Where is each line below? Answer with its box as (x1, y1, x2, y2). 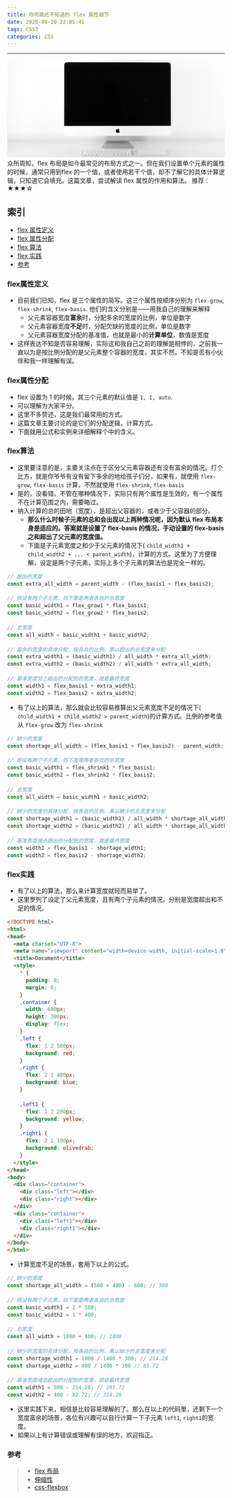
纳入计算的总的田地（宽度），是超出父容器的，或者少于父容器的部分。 (17, 506, 214, 515)
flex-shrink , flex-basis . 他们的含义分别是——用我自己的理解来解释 (17, 305, 211, 313)
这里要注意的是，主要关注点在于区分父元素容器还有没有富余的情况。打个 (17, 463, 223, 472)
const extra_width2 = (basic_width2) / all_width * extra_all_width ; (7, 660, 212, 667)
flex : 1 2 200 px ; (25, 1108, 76, 1115)
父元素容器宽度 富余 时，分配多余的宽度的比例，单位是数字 (27, 313, 191, 322)
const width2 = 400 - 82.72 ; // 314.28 (7, 1391, 122, 1398)
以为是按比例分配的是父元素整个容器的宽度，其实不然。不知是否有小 (23, 348, 217, 356)
